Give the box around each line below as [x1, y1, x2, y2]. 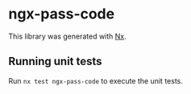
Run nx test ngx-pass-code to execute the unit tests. [8, 76, 183, 85]
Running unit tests [8, 55, 102, 68]
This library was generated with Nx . [8, 31, 127, 41]
